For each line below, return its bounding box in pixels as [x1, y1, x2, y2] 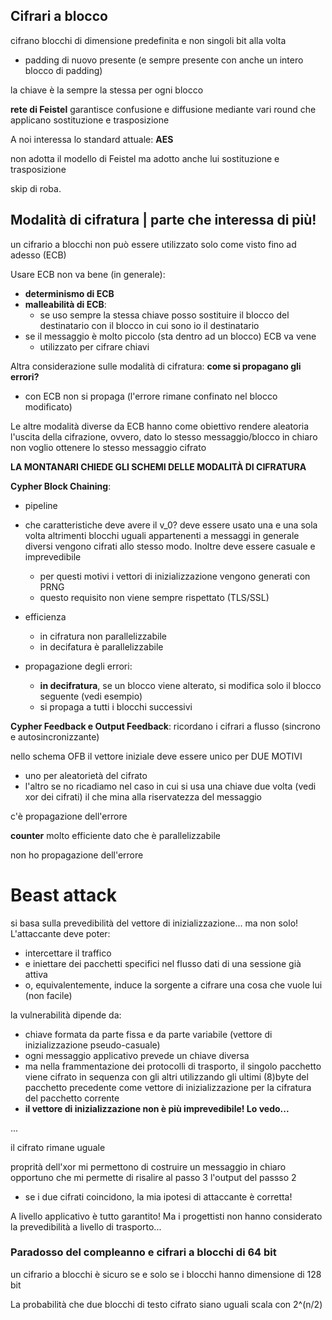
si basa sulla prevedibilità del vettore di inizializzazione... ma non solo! [10, 917, 299, 929]
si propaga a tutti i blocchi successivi [39, 700, 193, 713]
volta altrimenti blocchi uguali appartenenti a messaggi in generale [24, 529, 300, 541]
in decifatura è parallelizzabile [39, 640, 164, 653]
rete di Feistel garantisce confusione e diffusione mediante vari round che [10, 103, 317, 115]
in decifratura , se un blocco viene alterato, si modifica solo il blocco [39, 679, 322, 691]
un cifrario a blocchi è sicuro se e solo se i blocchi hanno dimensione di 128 [10, 1268, 322, 1280]
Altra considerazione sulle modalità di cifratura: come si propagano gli [10, 360, 302, 372]
